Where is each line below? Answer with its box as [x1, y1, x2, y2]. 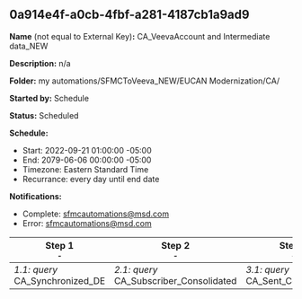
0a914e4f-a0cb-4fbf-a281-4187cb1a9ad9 [9, 7, 250, 22]
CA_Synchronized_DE [13, 274, 106, 286]
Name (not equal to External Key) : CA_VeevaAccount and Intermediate [9, 31, 271, 41]
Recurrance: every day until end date [22, 173, 160, 184]
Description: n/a [9, 57, 71, 68]
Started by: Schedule [9, 92, 90, 103]
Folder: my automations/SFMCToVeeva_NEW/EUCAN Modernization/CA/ [9, 75, 280, 86]
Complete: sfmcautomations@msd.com [22, 208, 169, 219]
